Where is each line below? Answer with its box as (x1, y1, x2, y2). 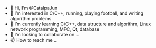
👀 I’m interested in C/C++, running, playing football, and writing (10, 10, 143, 16)
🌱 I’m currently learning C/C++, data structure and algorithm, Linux (10, 21, 151, 27)
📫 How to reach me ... (10, 37, 58, 43)
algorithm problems (10, 16, 52, 21)
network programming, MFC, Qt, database (10, 26, 100, 32)
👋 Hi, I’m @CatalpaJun (10, 5, 58, 11)
